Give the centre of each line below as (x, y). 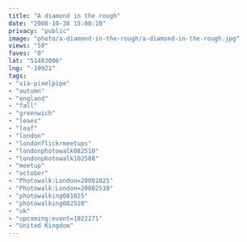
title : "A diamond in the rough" (65, 16)
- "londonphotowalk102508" (54, 158)
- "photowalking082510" (48, 203)
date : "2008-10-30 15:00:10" (57, 23)
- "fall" (23, 106)
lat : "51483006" (36, 61)
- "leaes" (25, 121)
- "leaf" (23, 128)
